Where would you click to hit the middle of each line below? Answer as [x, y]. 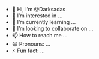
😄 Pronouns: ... [31, 44]
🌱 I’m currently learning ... [44, 22]
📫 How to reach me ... [40, 35]
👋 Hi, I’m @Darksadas [39, 9]
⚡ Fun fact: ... [28, 51]
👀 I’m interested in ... [37, 16]
